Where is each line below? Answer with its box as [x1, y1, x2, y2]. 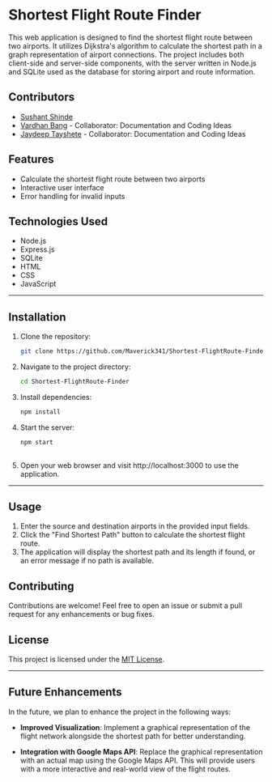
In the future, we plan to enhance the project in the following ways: [8, 707, 232, 716]
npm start [19, 438, 54, 446]
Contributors [8, 91, 75, 104]
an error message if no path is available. [19, 556, 155, 566]
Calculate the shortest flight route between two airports [19, 174, 206, 184]
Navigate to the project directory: [19, 362, 131, 372]
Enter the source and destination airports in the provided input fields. [19, 521, 250, 531]
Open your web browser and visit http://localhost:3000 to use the [19, 460, 239, 470]
